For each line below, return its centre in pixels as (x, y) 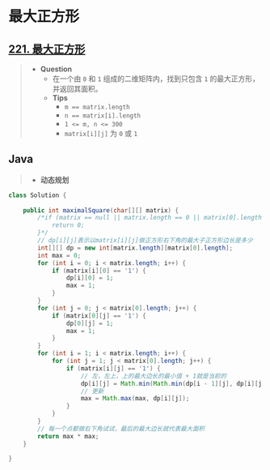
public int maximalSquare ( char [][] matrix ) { (101, 210)
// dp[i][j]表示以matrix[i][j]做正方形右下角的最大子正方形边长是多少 (145, 241)
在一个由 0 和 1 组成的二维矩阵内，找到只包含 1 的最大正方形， (156, 79)
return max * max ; (68, 436)
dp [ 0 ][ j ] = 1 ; (90, 323)
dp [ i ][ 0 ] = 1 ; (90, 278)
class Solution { (38, 195)
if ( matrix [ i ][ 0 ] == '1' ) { (99, 271)
